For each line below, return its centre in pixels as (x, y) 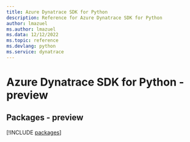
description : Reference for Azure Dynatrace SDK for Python (85, 18)
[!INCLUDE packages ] (34, 132)
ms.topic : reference (33, 40)
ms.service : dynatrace (35, 52)
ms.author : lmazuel (31, 29)
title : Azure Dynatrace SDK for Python (57, 12)
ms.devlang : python (31, 47)
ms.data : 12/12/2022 (33, 35)
